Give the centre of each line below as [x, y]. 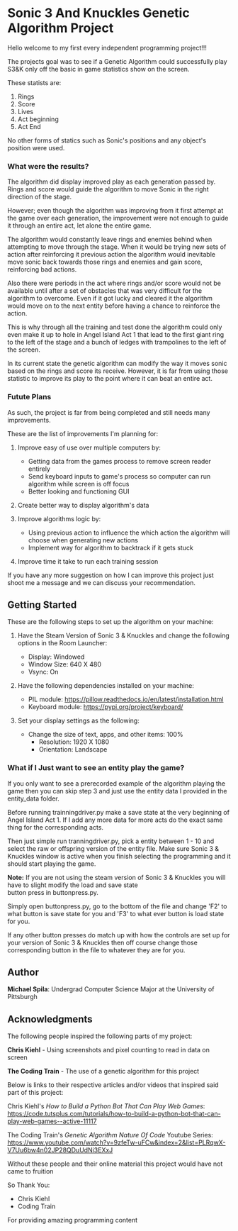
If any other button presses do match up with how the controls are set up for [119, 935]
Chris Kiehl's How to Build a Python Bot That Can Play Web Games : [106, 1106]
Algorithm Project [61, 28]
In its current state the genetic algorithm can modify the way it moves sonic [117, 364]
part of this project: [35, 1093]
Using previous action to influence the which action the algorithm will [129, 533]
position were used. [36, 147]
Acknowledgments [50, 1019]
